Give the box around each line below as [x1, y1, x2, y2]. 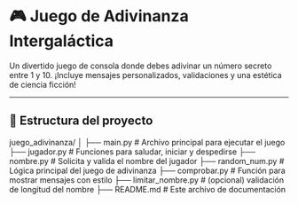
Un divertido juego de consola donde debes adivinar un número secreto [9, 60, 272, 71]
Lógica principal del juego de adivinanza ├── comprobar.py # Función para [9, 165, 286, 176]
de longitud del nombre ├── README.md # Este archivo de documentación [9, 184, 286, 194]
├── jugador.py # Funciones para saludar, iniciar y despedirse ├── [9, 146, 256, 157]
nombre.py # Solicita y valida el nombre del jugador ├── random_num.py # [9, 155, 285, 166]
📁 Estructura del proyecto [9, 114, 153, 129]
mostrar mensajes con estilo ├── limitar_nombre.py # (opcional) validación [9, 174, 285, 185]
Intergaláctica [9, 31, 114, 51]
